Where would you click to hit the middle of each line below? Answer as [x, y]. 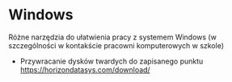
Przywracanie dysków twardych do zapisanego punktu [112, 61]
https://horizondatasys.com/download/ [85, 69]
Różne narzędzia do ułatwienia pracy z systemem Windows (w [112, 37]
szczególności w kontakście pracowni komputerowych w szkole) [116, 45]
